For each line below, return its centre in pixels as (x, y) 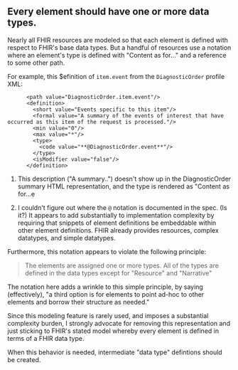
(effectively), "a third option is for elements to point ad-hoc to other (106, 294)
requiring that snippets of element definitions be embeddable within (117, 223)
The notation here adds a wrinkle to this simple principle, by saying (106, 287)
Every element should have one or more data (108, 12)
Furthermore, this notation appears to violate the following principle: (107, 251)
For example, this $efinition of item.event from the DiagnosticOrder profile (116, 76)
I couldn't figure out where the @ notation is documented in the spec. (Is (122, 207)
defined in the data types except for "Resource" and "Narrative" (118, 273)
